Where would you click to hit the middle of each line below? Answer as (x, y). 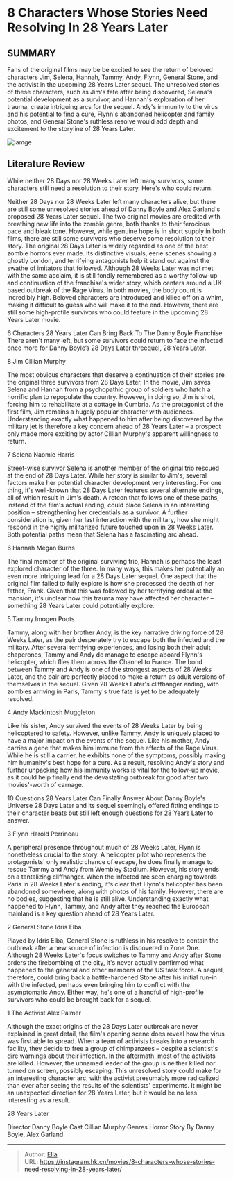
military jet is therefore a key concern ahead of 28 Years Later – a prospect (114, 426)
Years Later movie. (34, 319)
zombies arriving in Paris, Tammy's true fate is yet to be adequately (103, 691)
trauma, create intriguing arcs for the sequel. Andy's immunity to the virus (113, 107)
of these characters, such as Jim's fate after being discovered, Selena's (110, 92)
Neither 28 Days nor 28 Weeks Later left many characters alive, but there (112, 201)
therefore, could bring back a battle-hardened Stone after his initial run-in (112, 977)
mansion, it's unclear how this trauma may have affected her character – (110, 598)
